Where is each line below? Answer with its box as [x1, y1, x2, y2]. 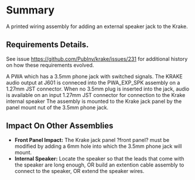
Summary [6, 4, 54, 17]
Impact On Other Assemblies [6, 121, 114, 131]
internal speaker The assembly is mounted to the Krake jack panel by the [6, 98, 182, 105]
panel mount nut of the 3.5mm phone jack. [6, 103, 109, 111]
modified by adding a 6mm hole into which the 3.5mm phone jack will [14, 143, 182, 150]
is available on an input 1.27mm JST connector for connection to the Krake [6, 91, 186, 98]
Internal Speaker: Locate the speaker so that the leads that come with [14, 155, 184, 162]
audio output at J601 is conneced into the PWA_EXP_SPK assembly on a [6, 79, 180, 86]
